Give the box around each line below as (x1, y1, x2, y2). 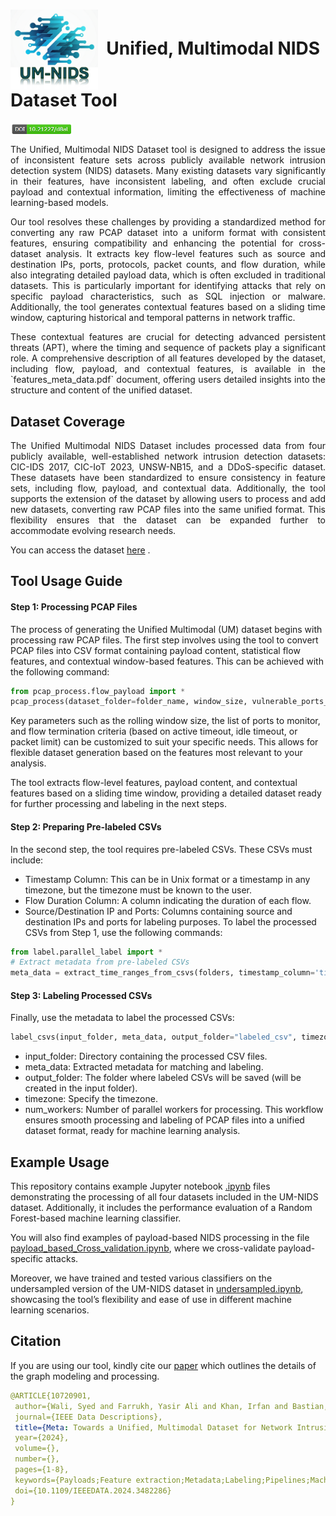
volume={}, (14, 1444, 60, 1454)
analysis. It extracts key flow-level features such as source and (45, 248, 326, 260)
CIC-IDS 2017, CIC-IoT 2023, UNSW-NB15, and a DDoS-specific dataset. (10, 461, 326, 473)
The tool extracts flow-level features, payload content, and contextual (10, 777, 298, 789)
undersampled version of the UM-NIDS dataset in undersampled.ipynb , (10, 1283, 304, 1295)
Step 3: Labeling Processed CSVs (10, 989, 153, 1001)
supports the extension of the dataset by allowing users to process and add (10, 493, 326, 504)
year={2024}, (14, 1433, 70, 1443)
